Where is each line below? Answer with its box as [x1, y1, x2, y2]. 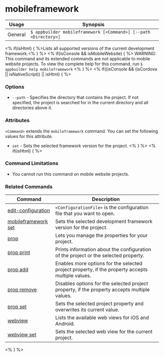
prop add [7, 266, 28, 273]
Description [92, 196, 120, 203]
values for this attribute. [5, 133, 53, 139]
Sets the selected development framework [55, 218, 153, 225]
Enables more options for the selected [55, 260, 143, 267]
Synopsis [82, 21, 105, 28]
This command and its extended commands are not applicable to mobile [5, 56, 150, 61]
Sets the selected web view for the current [55, 328, 153, 335]
